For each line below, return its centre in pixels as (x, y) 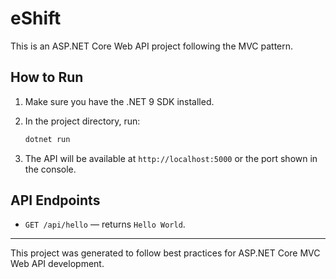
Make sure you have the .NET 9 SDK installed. (119, 101)
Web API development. (57, 264)
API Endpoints (55, 200)
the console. (50, 169)
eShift (36, 18)
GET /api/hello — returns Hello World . (105, 224)
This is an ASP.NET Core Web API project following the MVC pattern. (152, 46)
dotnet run (47, 139)
